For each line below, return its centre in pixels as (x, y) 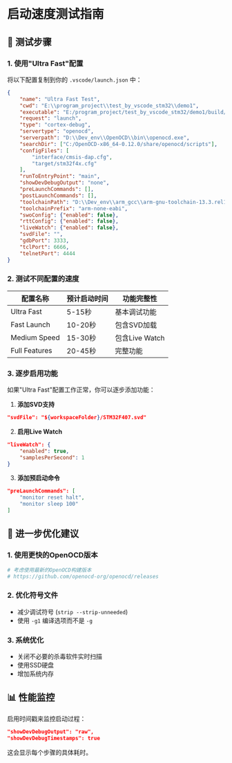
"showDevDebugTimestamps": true (54, 738)
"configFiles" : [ (45, 150)
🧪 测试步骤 (29, 42)
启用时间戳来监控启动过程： (47, 718)
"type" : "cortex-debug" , (55, 125)
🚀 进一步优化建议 (43, 534)
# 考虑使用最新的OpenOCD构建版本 (49, 570)
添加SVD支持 (36, 405)
